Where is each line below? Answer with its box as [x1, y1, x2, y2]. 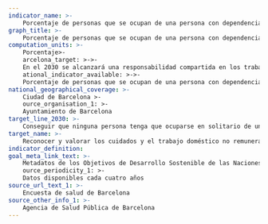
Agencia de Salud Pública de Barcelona [22, 203, 156, 211]
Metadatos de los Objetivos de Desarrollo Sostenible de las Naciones [22, 160, 262, 168]
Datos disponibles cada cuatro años [22, 174, 145, 183]
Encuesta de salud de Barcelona [22, 188, 130, 197]
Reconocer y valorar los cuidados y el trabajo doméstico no [22, 137, 230, 145]
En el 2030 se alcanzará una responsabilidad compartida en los [22, 64, 241, 71]
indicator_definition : [8, 145, 84, 153]
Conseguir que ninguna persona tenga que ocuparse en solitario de [22, 122, 251, 130]
